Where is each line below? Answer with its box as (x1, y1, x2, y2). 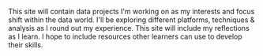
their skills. (8, 40, 43, 50)
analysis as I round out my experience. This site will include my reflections (8, 24, 250, 32)
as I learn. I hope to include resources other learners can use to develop (8, 32, 242, 41)
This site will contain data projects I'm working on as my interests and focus (8, 7, 255, 16)
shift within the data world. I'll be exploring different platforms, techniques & (8, 15, 255, 24)
